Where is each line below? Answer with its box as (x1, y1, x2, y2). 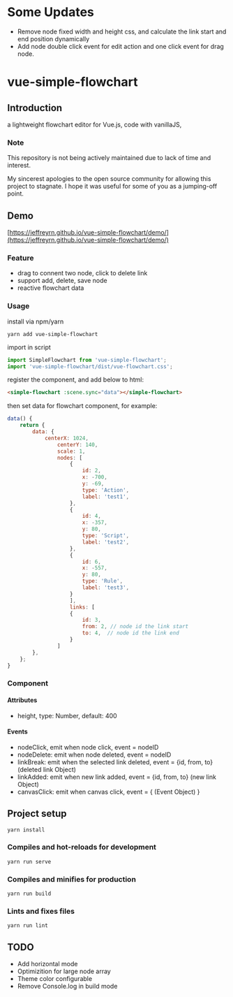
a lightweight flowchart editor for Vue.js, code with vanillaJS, (7, 120, 182, 129)
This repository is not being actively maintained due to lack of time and (7, 154, 211, 162)
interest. (7, 161, 31, 170)
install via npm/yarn (7, 317, 64, 326)
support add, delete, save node (17, 277, 107, 285)
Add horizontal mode (17, 960, 78, 968)
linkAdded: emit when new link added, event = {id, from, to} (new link (17, 773, 216, 781)
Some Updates (7, 4, 94, 20)
